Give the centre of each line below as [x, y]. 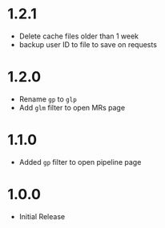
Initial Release [42, 216]
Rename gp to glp [48, 99]
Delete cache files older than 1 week [79, 36]
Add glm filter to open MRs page [72, 107]
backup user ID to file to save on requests [88, 44]
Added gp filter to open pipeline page [80, 162]
